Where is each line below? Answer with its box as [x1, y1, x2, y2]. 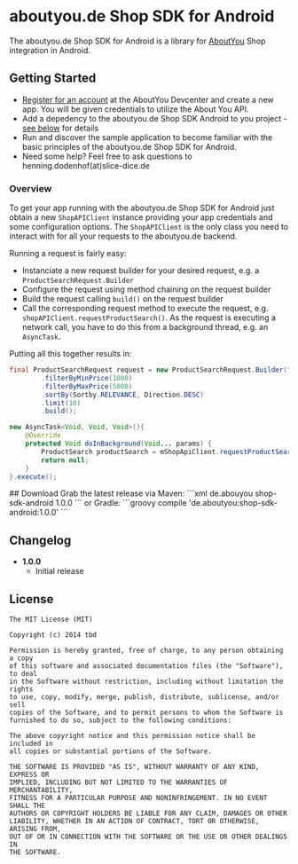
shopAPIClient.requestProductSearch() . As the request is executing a [21, 312, 277, 323]
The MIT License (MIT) [9, 615, 93, 624]
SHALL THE [9, 801, 46, 811]
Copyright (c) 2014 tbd [9, 631, 98, 640]
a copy [9, 654, 34, 663]
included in [9, 739, 53, 749]
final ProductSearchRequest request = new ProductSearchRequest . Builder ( [9, 365, 288, 374]
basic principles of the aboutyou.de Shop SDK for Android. [21, 141, 237, 152]
